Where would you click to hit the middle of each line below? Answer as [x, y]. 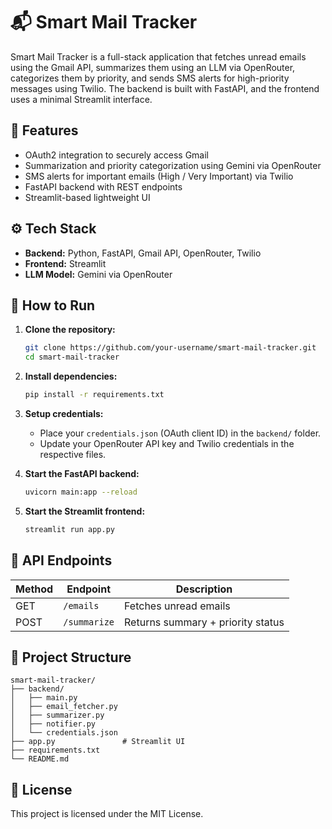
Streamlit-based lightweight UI [87, 197]
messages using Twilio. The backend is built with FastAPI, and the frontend [165, 88]
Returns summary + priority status [204, 622]
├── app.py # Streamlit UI [98, 742]
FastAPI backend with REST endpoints [103, 186]
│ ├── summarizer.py [57, 715]
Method [34, 589]
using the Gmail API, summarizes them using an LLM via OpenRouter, [153, 67]
